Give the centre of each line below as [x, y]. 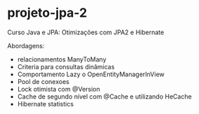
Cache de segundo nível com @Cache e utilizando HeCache [104, 97]
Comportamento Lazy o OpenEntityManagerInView [91, 74]
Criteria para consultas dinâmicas [66, 66]
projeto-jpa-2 [47, 13]
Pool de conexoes [43, 81]
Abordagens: [26, 45]
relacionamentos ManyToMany [62, 59]
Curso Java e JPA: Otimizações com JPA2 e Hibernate [86, 32]
